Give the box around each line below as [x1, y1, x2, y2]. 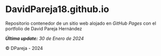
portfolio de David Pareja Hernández [5, 25, 83, 31]
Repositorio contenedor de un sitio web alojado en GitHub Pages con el [5, 20, 156, 26]
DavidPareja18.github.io [5, 4, 109, 15]
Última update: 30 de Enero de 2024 [5, 35, 84, 41]
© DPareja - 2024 [5, 45, 44, 51]
